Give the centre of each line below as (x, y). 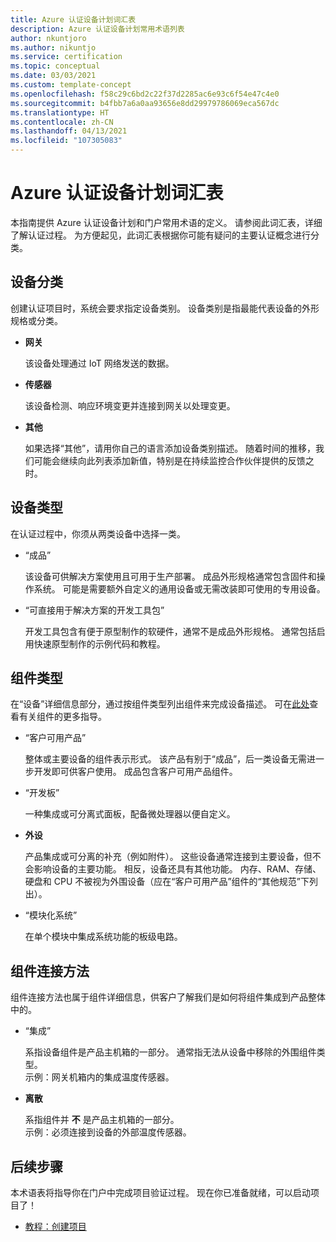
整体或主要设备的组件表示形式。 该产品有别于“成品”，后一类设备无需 (166, 759)
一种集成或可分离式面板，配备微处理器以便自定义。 (130, 814)
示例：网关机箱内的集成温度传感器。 (99, 1077)
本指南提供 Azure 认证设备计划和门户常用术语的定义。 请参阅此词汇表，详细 (166, 222)
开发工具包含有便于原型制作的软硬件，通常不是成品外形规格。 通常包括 (170, 631)
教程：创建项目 (55, 1226)
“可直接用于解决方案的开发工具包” (94, 610)
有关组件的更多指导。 (62, 717)
